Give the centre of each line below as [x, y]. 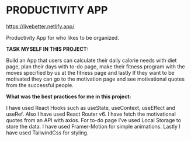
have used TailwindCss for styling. [47, 133]
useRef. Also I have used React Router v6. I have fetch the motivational [91, 114]
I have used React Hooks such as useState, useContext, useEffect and [91, 108]
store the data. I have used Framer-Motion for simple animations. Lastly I [93, 126]
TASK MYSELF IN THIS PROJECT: [47, 49]
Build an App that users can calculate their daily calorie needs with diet [91, 60]
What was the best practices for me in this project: [69, 96]
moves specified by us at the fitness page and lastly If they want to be [91, 72]
